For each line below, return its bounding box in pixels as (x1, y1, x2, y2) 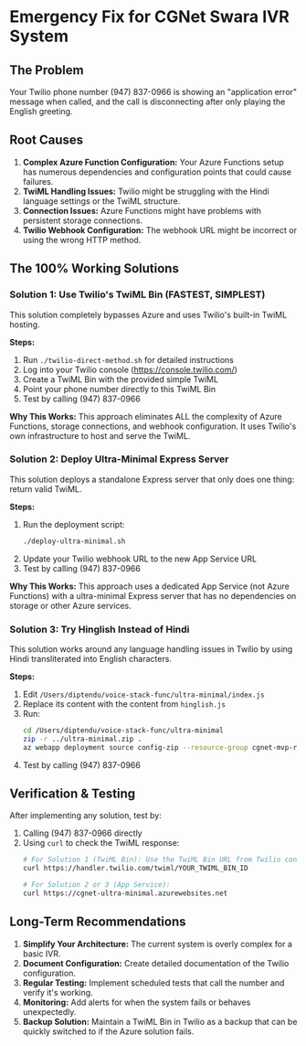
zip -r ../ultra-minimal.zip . (22, 734, 142, 743)
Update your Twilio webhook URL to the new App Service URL (22, 553, 258, 564)
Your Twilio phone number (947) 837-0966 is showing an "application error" (9, 87, 298, 97)
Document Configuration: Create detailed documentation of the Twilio (22, 957, 290, 968)
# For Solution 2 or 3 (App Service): (22, 881, 171, 890)
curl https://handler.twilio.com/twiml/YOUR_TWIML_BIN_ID (22, 864, 248, 873)
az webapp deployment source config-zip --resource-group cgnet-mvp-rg (22, 742, 301, 752)
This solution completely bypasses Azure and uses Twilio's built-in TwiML (9, 309, 288, 320)
